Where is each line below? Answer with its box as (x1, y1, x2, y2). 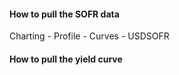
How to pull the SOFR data (9, 8, 120, 20)
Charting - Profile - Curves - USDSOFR (9, 30, 170, 42)
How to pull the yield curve (9, 53, 123, 65)
